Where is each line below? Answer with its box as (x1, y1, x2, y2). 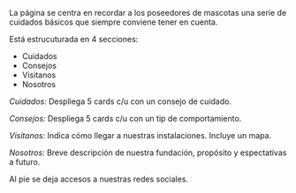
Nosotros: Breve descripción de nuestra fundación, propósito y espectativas (9, 147, 287, 158)
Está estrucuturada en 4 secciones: (9, 34, 139, 44)
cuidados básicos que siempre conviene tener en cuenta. (9, 17, 218, 27)
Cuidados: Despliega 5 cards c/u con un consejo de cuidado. (9, 96, 232, 107)
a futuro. (9, 157, 41, 167)
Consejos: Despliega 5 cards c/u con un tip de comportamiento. (9, 114, 242, 123)
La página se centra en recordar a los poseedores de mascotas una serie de (9, 8, 287, 18)
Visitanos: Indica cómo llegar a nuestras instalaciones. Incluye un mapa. (9, 130, 272, 140)
